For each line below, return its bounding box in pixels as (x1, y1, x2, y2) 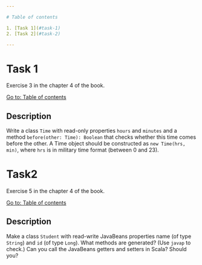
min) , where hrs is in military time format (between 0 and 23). (6, 146, 159, 154)
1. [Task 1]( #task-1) (6, 25, 61, 31)
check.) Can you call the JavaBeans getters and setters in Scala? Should (6, 245, 187, 252)
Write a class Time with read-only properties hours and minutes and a (6, 127, 177, 135)
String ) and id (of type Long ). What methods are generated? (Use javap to (6, 239, 191, 246)
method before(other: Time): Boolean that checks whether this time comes (6, 133, 197, 141)
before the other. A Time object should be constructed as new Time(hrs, (6, 140, 186, 147)
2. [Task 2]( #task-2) (6, 31, 61, 37)
